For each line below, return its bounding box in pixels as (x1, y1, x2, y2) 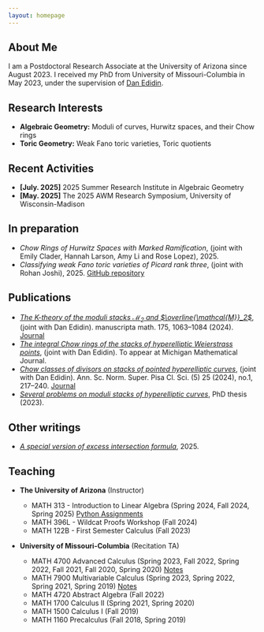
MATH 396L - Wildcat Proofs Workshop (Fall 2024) (31, 518, 198, 527)
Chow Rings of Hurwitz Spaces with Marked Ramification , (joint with (19, 243, 243, 252)
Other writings (8, 421, 81, 434)
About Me (8, 41, 58, 54)
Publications (8, 291, 72, 304)
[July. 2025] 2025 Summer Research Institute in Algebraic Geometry (19, 183, 244, 192)
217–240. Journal (19, 381, 76, 391)
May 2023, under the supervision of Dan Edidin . (8, 78, 164, 87)
